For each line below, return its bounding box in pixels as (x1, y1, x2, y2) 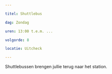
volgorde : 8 (5, 37, 29, 43)
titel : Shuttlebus (5, 11, 42, 16)
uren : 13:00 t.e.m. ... (5, 29, 53, 34)
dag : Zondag (5, 20, 29, 25)
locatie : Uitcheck (5, 46, 42, 51)
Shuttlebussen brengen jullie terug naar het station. (5, 64, 108, 70)
